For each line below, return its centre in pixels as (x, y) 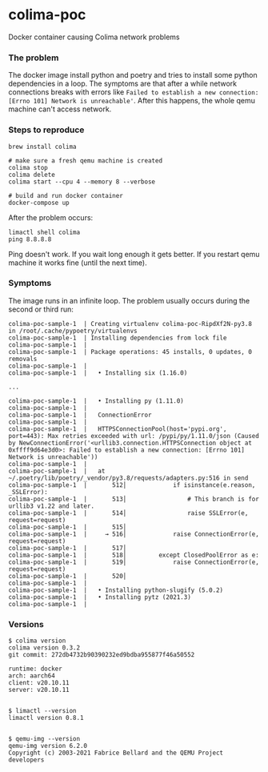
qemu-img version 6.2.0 (48, 746)
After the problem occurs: (51, 217)
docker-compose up (39, 203)
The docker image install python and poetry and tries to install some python (133, 75)
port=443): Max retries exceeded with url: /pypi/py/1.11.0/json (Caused (134, 436)
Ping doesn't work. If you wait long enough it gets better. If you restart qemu (134, 254)
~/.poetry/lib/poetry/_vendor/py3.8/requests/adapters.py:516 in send (128, 478)
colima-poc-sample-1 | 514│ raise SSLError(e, (128, 513)
